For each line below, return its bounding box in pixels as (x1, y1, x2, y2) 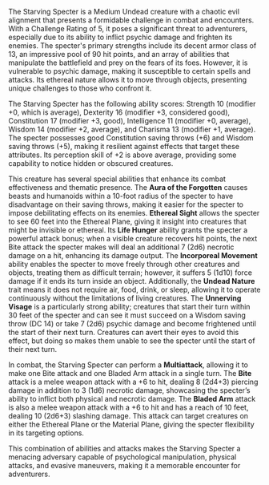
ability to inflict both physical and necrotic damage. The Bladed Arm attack (8, 394, 256, 403)
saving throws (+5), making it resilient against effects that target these (8, 142, 240, 151)
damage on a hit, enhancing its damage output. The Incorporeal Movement (8, 251, 258, 260)
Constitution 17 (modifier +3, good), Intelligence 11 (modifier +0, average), (8, 116, 251, 125)
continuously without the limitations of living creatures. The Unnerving (8, 293, 242, 303)
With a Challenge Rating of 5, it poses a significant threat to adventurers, (8, 24, 248, 33)
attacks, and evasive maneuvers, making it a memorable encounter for (8, 461, 241, 470)
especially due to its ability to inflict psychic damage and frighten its (8, 32, 233, 42)
